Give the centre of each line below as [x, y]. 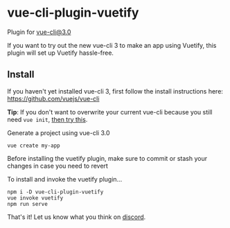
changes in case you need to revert [58, 166]
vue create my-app [34, 146]
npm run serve [28, 204]
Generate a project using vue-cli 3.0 [59, 132]
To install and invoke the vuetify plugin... [65, 179]
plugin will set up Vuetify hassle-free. [61, 53]
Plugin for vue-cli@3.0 [39, 32]
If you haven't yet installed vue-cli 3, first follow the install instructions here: [115, 91]
